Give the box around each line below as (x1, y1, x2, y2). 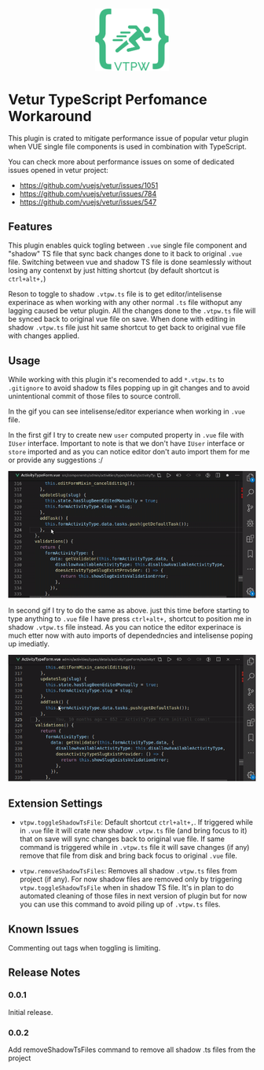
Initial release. (8, 1007, 53, 1017)
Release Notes (8, 966, 81, 980)
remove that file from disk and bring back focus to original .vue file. (19, 851, 238, 861)
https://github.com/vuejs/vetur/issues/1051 (19, 180, 159, 189)
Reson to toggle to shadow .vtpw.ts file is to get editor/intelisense (8, 289, 222, 299)
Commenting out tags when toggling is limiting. (8, 943, 161, 952)
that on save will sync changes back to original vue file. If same (19, 834, 225, 844)
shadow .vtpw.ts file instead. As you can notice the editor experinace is (8, 622, 242, 631)
